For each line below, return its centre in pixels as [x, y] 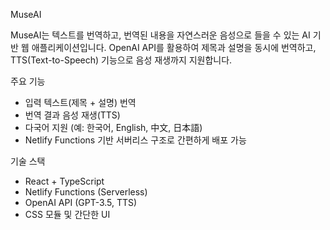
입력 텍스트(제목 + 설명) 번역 [80, 102]
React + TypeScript [64, 181]
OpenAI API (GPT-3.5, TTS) [81, 202]
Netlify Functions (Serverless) [86, 192]
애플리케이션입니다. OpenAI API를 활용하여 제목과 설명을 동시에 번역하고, [174, 47]
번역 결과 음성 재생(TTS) [72, 115]
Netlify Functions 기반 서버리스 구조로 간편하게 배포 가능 [135, 140]
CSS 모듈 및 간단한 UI [67, 214]
